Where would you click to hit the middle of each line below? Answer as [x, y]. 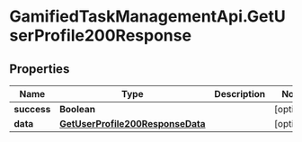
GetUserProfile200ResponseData [133, 124]
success [32, 109]
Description [240, 94]
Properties [40, 69]
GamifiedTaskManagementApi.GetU [147, 17]
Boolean [78, 109]
